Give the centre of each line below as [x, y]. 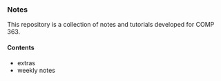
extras [26, 62]
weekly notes [36, 70]
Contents [21, 47]
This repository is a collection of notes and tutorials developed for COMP [111, 25]
